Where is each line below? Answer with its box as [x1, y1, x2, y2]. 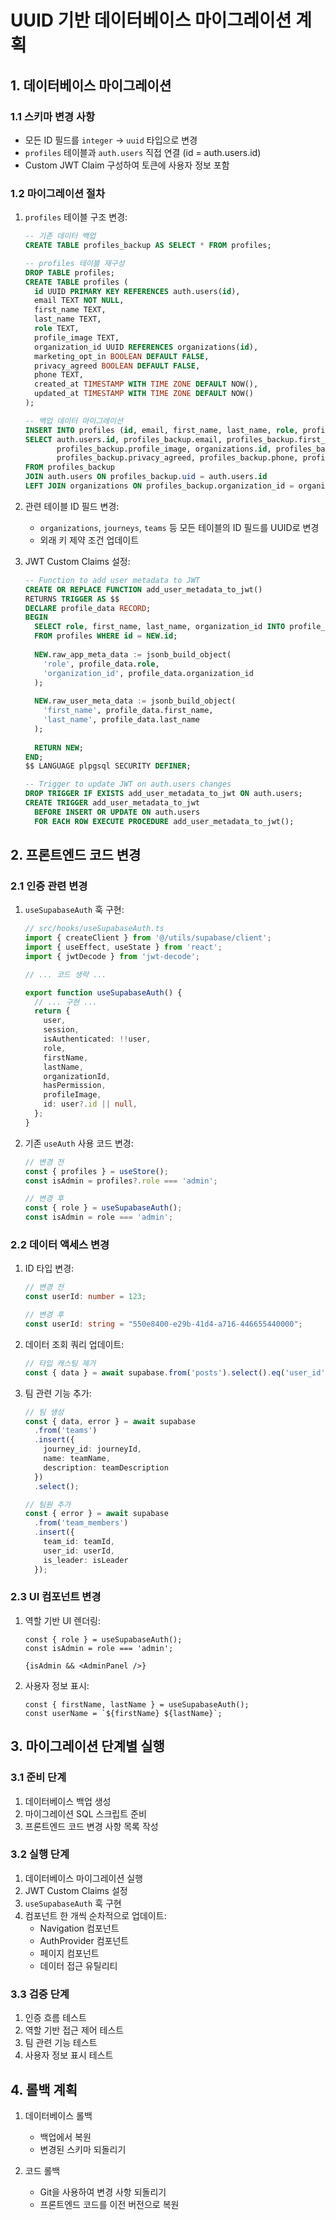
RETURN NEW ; [34, 742, 84, 753]
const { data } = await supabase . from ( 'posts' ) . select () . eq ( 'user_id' [24, 1367, 326, 1378]
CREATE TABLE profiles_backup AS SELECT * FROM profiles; [24, 241, 272, 251]
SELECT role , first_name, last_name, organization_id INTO [34, 622, 286, 632]
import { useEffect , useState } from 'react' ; [24, 942, 223, 953]
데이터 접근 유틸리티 [39, 1959, 118, 1971]
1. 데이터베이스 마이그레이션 [10, 77, 172, 94]
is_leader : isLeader [43, 1555, 129, 1565]
